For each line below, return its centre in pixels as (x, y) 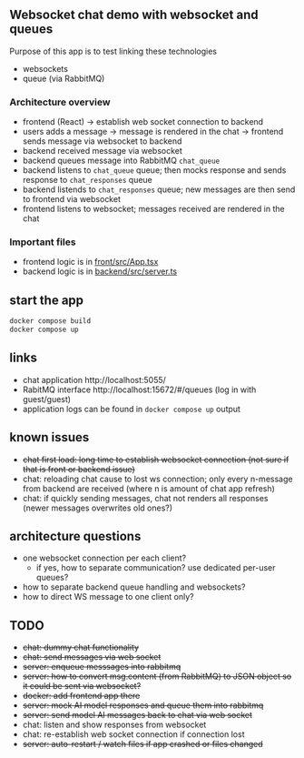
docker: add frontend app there (81, 696)
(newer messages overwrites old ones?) (98, 508)
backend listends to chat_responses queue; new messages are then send (159, 189)
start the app (47, 300)
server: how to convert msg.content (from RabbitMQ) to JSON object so (157, 676)
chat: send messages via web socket (92, 657)
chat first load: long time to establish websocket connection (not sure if (156, 460)
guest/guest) (46, 399)
